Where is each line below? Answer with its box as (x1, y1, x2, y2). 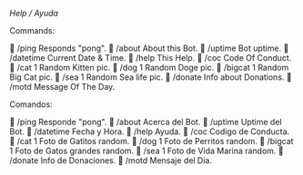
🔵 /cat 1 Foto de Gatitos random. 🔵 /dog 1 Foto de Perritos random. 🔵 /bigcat (9, 136, 294, 146)
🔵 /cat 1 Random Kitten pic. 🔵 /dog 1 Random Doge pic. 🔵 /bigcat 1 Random (9, 63, 289, 73)
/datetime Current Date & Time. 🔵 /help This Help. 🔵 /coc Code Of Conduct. (9, 53, 292, 63)
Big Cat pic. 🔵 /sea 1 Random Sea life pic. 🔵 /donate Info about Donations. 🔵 (9, 72, 293, 83)
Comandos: (9, 99, 53, 110)
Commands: (9, 25, 56, 35)
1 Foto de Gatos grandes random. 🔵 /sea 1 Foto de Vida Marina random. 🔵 (9, 145, 284, 156)
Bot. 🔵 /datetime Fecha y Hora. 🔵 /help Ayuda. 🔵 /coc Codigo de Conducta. (9, 126, 290, 137)
